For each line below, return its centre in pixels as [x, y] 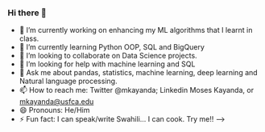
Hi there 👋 [27, 13]
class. [29, 38]
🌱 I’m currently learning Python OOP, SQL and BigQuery [112, 47]
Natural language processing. [68, 81]
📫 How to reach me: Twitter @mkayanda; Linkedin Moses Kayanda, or [137, 90]
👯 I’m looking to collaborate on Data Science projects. [108, 56]
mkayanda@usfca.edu [56, 102]
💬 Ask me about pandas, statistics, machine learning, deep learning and [139, 73]
